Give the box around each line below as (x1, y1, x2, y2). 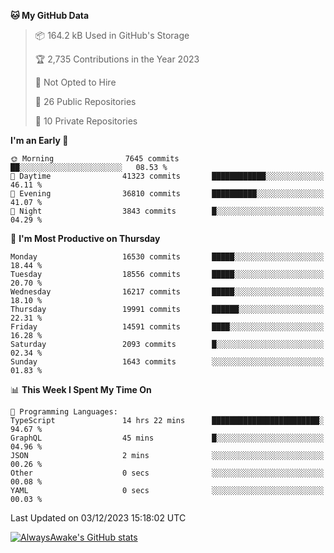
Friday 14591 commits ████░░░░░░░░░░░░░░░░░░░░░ (10, 322, 325, 332)
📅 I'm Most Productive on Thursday (10, 233, 161, 244)
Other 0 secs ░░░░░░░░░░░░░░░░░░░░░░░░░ (10, 468, 325, 478)
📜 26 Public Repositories (34, 96, 137, 107)
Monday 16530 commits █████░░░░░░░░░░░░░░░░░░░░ (10, 252, 325, 262)
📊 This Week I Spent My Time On (10, 384, 152, 395)
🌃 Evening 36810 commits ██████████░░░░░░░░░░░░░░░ (10, 189, 325, 199)
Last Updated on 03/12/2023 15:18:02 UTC (10, 512, 187, 524)
